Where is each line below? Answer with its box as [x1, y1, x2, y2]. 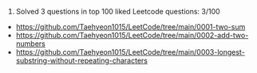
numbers [15, 39, 46, 48]
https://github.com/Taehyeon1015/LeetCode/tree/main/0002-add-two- [15, 31, 249, 40]
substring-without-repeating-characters [15, 56, 148, 65]
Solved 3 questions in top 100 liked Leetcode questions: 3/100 [15, 7, 221, 16]
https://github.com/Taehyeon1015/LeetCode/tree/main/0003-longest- [15, 48, 245, 56]
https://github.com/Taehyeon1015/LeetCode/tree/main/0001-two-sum [15, 22, 246, 31]
